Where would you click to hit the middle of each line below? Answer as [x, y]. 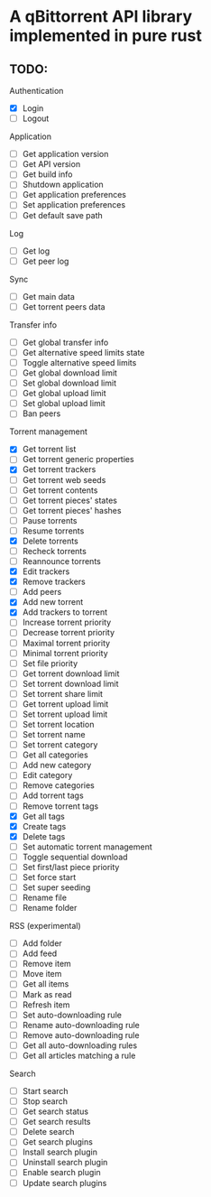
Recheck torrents [55, 551]
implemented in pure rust [106, 36]
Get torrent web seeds [64, 479]
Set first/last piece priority [71, 867]
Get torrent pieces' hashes [72, 510]
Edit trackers [46, 571]
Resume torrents [53, 531]
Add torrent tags [53, 795]
